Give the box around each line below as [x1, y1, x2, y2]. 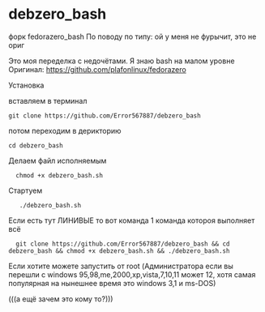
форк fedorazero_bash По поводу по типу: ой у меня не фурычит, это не [8, 32, 257, 41]
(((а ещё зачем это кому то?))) [8, 293, 113, 304]
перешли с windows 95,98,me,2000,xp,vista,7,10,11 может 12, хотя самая [8, 269, 256, 280]
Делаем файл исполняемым [8, 156, 107, 165]
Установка [8, 80, 45, 90]
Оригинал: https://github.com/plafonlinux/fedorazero [8, 64, 186, 74]
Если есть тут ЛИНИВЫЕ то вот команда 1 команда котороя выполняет [8, 216, 255, 225]
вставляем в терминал [8, 96, 88, 105]
